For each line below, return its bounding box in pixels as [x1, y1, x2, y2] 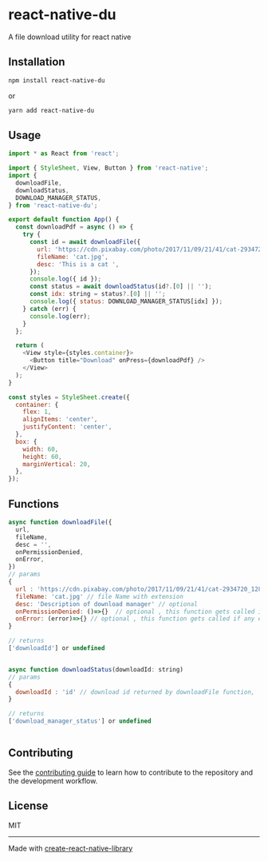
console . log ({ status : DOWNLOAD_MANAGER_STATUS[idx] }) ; [29, 297, 223, 305]
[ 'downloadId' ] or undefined [8, 644, 105, 652]
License [8, 799, 49, 813]
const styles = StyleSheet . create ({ [8, 393, 130, 401]
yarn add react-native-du [8, 106, 94, 114]
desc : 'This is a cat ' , [37, 260, 120, 269]
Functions [8, 497, 60, 511]
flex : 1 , [22, 408, 52, 417]
